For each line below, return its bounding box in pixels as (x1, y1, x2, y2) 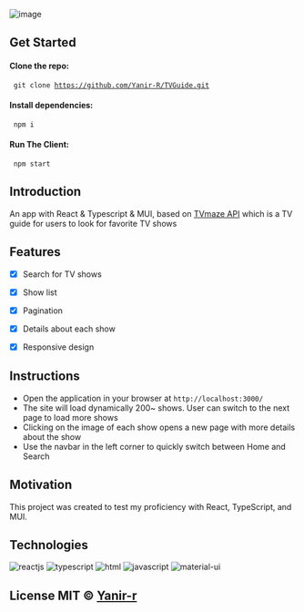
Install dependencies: (9, 100, 94, 111)
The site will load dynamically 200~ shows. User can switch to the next (22, 402, 289, 413)
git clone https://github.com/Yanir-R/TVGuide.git (13, 80, 209, 90)
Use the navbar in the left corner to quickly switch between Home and (22, 441, 287, 452)
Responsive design (22, 342, 95, 352)
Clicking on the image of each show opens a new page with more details (22, 422, 296, 433)
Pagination (22, 305, 64, 316)
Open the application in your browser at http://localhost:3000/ (22, 393, 264, 403)
